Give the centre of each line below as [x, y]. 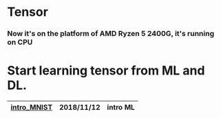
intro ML [121, 108]
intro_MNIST [32, 108]
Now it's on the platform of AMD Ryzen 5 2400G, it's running [111, 34]
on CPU [20, 42]
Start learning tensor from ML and [106, 71]
